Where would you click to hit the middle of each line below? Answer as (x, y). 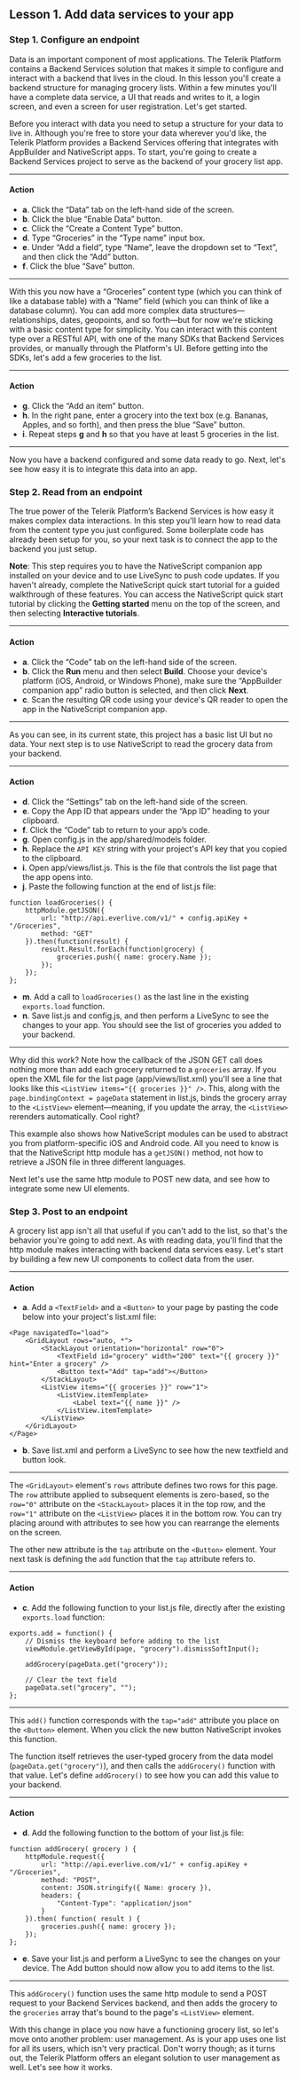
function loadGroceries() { (61, 903)
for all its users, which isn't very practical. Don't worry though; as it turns (142, 2048)
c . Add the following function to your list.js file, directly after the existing (153, 1607)
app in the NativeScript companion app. (94, 709)
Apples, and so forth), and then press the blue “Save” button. (133, 425)
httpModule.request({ (65, 1856)
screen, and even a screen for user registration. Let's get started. (128, 106)
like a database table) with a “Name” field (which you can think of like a (139, 301)
